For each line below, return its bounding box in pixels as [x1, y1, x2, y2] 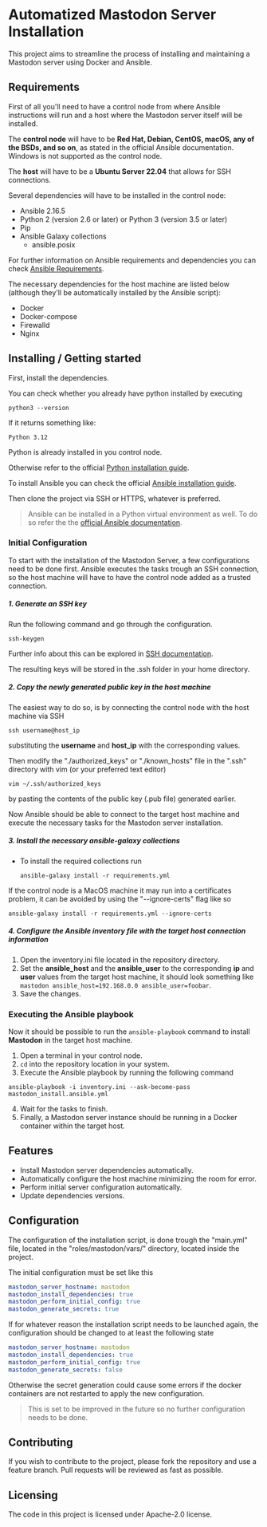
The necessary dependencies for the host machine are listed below [8, 279, 230, 289]
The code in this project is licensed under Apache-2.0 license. [8, 1509, 213, 1519]
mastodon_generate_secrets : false [8, 1366, 124, 1374]
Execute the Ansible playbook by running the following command [19, 1067, 234, 1078]
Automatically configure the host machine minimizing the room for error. [19, 1174, 257, 1183]
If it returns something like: [8, 417, 96, 428]
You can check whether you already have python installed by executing [8, 389, 243, 398]
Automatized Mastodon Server [8, 6, 217, 24]
